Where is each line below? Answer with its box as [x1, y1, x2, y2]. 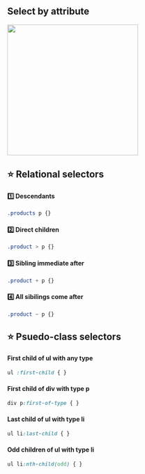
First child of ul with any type [7, 353, 93, 362]
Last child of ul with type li [7, 415, 85, 423]
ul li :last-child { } [7, 430, 70, 438]
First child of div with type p [7, 384, 90, 392]
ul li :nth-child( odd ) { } [7, 461, 82, 468]
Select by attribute [7, 6, 89, 17]
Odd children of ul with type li [7, 445, 94, 454]
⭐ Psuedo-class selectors [7, 330, 121, 342]
